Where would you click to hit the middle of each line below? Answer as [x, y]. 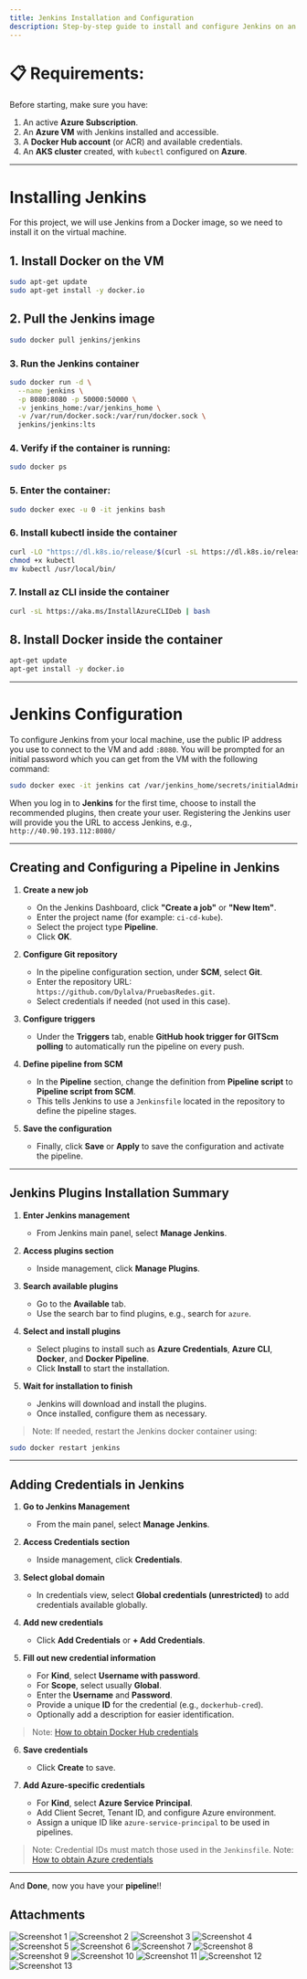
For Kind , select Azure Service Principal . [115, 1803]
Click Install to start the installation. [103, 1368]
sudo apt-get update [49, 282]
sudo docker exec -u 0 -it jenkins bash [88, 509]
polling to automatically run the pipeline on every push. [140, 1046]
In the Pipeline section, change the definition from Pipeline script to [165, 1081]
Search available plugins [70, 1286]
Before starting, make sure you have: [79, 105]
